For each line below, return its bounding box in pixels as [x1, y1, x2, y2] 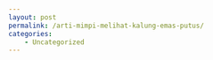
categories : [8, 29, 53, 38]
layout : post [8, 12, 57, 22]
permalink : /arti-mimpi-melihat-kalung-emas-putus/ [8, 21, 204, 30]
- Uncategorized [24, 37, 86, 47]
